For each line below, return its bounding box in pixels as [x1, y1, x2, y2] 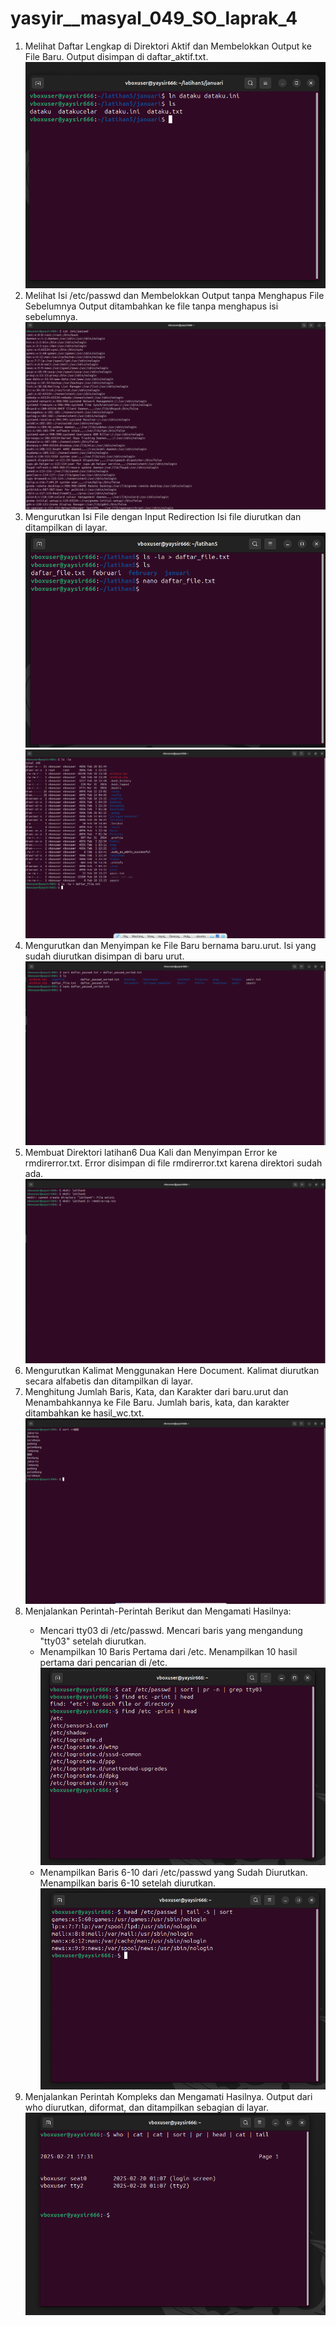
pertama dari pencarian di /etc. [39, 1656, 168, 1668]
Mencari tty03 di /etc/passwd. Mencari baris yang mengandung [39, 1624, 303, 1636]
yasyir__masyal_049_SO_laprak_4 [10, 7, 298, 30]
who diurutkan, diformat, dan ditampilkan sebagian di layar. [24, 2102, 270, 2114]
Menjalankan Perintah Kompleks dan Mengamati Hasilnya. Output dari [24, 2091, 313, 2103]
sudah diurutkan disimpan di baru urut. [24, 950, 185, 962]
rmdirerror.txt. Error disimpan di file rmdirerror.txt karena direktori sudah [24, 1157, 323, 1169]
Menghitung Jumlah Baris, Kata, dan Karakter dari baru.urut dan [24, 1386, 289, 1398]
